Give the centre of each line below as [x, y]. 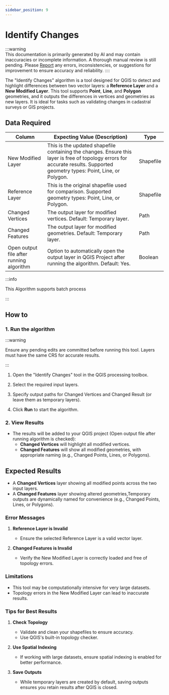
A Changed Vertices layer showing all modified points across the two [84, 483]
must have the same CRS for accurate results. [53, 355]
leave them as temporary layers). [47, 400]
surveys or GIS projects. [30, 107]
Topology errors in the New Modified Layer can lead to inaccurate [81, 593]
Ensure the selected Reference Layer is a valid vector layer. [81, 538]
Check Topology [30, 622]
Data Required [28, 122]
